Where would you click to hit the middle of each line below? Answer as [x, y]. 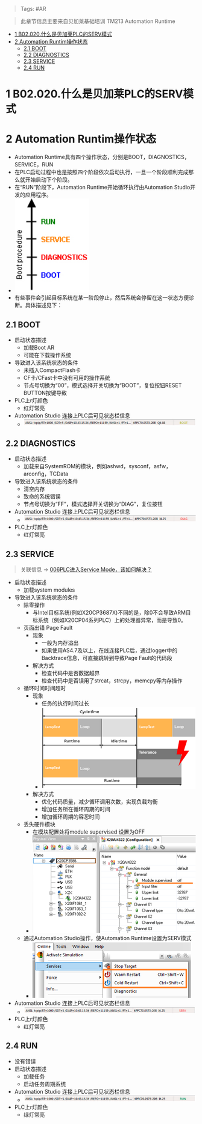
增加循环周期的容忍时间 [71, 817]
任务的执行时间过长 [65, 704]
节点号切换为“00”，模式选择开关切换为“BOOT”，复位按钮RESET [103, 385]
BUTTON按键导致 [45, 393]
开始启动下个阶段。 [49, 180]
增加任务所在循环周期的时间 [76, 809]
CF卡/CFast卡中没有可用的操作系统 [67, 377]
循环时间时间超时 [45, 688]
